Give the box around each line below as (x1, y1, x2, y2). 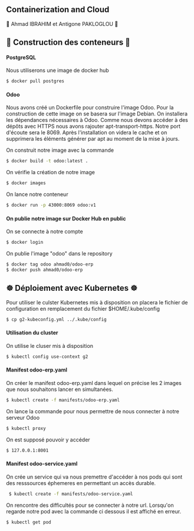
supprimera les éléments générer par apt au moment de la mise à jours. (6, 135, 180, 142)
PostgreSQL (6, 54, 37, 61)
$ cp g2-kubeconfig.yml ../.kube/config (6, 316, 107, 323)
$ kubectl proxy (6, 425, 46, 432)
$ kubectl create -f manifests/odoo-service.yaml (8, 491, 133, 497)
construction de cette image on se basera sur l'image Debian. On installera (6, 110, 188, 117)
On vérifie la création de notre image (6, 169, 96, 176)
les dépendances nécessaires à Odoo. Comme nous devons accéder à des (6, 117, 189, 124)
